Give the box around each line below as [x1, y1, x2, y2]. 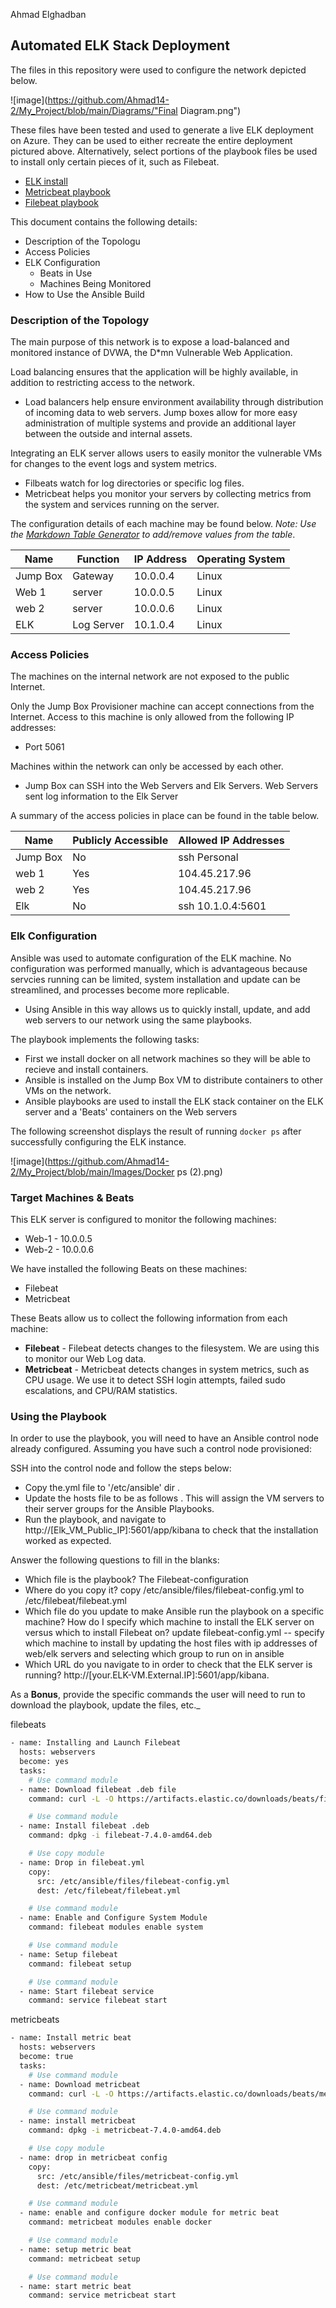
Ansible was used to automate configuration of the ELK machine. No [10, 952, 292, 964]
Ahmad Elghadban [10, 9, 87, 20]
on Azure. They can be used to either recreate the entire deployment [10, 134, 293, 146]
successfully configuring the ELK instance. [10, 1135, 187, 1148]
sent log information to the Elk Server [24, 790, 179, 803]
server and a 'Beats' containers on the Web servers [24, 1105, 238, 1118]
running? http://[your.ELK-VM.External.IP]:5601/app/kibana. [24, 1669, 270, 1681]
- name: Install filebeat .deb [19, 1821, 150, 1831]
